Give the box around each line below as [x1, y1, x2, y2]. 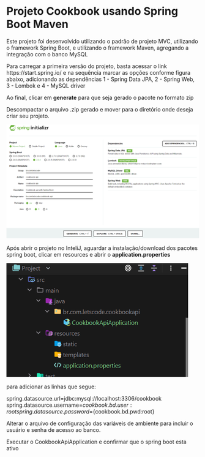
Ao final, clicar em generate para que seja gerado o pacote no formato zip [6, 94, 194, 101]
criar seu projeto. [6, 112, 50, 119]
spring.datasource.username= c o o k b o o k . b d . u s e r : [6, 401, 132, 409]
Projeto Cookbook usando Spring [6, 4, 179, 18]
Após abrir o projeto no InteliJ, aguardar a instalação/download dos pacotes [6, 244, 198, 252]
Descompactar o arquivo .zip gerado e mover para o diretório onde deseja [6, 105, 193, 113]
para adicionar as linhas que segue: [6, 383, 96, 390]
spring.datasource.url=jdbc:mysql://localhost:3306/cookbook [6, 395, 162, 402]
